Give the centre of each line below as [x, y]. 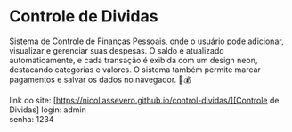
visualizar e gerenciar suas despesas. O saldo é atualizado [117, 50]
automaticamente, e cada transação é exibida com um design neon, [134, 60]
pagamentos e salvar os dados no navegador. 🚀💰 [100, 79]
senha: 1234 [32, 119]
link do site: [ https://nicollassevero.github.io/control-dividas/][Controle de [144, 100]
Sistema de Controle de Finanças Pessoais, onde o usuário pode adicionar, [146, 41]
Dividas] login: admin [48, 110]
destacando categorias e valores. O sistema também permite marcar [135, 70]
